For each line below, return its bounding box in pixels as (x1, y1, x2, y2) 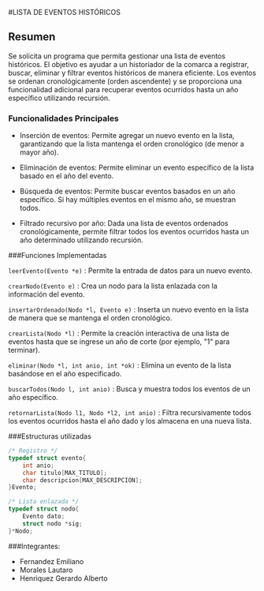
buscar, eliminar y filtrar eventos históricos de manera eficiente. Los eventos (8, 68, 257, 77)
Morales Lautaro (19, 565, 73, 574)
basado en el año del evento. (19, 171, 114, 181)
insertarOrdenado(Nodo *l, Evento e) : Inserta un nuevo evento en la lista (8, 305, 249, 315)
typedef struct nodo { (8, 505, 80, 513)
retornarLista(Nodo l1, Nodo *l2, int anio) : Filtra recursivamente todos (8, 408, 252, 417)
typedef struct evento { (8, 454, 87, 462)
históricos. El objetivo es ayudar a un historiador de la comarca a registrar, (8, 59, 250, 69)
